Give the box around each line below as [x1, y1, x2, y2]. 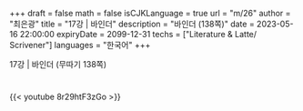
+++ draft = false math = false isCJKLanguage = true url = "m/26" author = [9, 8, 291, 18]
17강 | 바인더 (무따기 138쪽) [9, 59, 107, 69]
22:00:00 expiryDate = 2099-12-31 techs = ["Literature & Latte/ [19, 29, 258, 39]
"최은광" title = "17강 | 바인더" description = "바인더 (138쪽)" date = [9, 18, 255, 29]
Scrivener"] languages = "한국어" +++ [9, 40, 151, 50]
